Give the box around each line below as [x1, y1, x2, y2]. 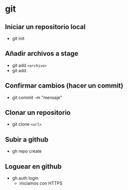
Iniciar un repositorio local [5, 23, 86, 31]
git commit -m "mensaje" [12, 95, 63, 100]
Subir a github [5, 135, 48, 143]
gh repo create [12, 148, 42, 154]
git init [12, 35, 25, 41]
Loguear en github [5, 162, 62, 171]
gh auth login [12, 175, 39, 181]
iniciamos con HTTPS [19, 180, 63, 186]
